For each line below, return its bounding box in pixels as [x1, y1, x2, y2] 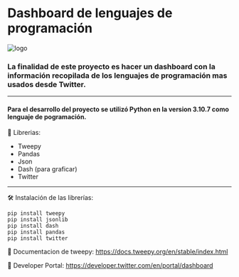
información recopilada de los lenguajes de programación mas [7, 70, 228, 80]
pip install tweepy [7, 210, 65, 217]
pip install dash [7, 223, 59, 230]
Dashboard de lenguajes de [7, 5, 173, 21]
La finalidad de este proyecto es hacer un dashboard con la [7, 61, 216, 71]
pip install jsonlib [7, 216, 69, 223]
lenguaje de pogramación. [7, 112, 87, 121]
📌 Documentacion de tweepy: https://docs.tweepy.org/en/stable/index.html [7, 248, 228, 256]
